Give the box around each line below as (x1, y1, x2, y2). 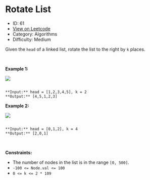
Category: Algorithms (12, 31, 58, 37)
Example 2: (5, 103, 29, 109)
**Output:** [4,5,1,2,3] (5, 94, 58, 99)
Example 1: (5, 66, 29, 72)
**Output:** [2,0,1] (5, 130, 49, 136)
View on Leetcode (12, 25, 51, 31)
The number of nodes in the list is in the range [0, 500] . (12, 159, 130, 165)
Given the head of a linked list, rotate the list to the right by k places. (5, 46, 145, 52)
